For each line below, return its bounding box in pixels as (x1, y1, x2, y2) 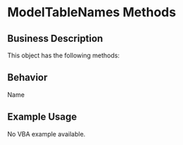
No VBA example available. (7, 129, 86, 138)
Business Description (7, 33, 103, 45)
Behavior (7, 71, 48, 83)
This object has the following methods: (7, 51, 120, 59)
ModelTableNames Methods (7, 4, 177, 21)
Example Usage (7, 111, 77, 123)
